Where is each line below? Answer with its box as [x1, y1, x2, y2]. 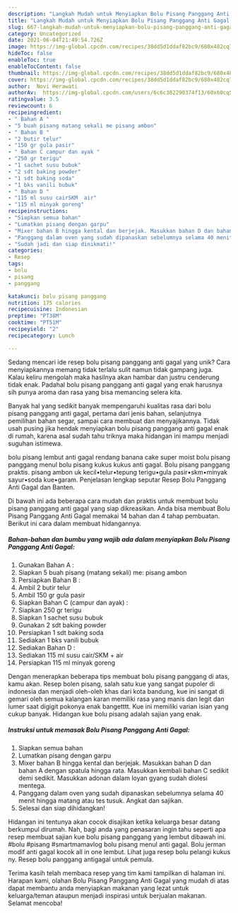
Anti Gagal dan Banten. [8, 482, 75, 492]
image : [8, 43, 28, 50]
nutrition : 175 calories [8, 299, 81, 306]
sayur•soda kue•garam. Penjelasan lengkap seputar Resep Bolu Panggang [8, 475, 227, 484]
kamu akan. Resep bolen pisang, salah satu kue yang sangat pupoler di [8, 680, 215, 688]
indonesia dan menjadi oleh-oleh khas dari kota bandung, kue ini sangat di [8, 687, 225, 695]
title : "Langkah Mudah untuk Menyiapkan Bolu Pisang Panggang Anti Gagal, [8, 17, 233, 24]
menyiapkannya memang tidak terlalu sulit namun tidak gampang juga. [8, 365, 214, 373]
